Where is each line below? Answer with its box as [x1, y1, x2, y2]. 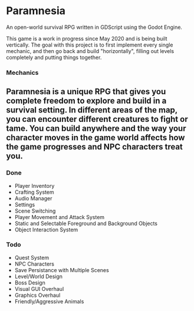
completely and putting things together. [6, 54, 102, 61]
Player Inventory [14, 182, 55, 189]
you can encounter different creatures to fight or [6, 114, 188, 124]
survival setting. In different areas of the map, [6, 105, 178, 115]
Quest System [14, 254, 49, 261]
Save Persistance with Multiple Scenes [14, 266, 109, 273]
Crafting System [14, 188, 54, 196]
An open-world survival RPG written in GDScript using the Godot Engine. [6, 24, 183, 31]
